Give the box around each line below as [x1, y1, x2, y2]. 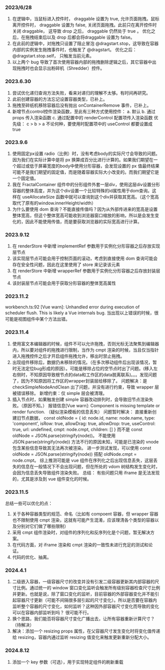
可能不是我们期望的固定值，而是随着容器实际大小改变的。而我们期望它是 [12, 169, 159, 175]
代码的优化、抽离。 [12, 554, 52, 560]
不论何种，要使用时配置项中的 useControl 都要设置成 [46, 121, 153, 127]
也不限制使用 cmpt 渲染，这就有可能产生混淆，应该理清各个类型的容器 [12, 517, 155, 523]
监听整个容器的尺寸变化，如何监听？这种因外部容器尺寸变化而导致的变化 [12, 603, 159, 610]
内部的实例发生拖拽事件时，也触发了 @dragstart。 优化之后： [12, 47, 137, 53]
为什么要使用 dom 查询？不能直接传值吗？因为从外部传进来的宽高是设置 [12, 206, 158, 212]
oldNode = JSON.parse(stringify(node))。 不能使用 [12, 432, 116, 438]
